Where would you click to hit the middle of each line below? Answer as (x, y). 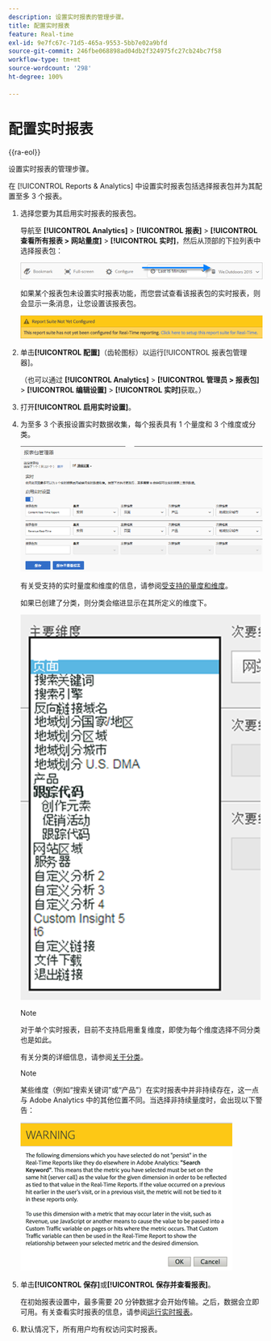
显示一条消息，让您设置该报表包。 (84, 303)
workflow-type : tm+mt (45, 60)
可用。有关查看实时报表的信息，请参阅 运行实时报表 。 (108, 1312)
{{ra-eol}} (25, 152)
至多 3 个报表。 (41, 196)
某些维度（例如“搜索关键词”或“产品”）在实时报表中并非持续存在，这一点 (140, 1090)
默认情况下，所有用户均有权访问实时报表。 (91, 1329)
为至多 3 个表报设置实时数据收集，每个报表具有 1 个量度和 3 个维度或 (134, 424)
